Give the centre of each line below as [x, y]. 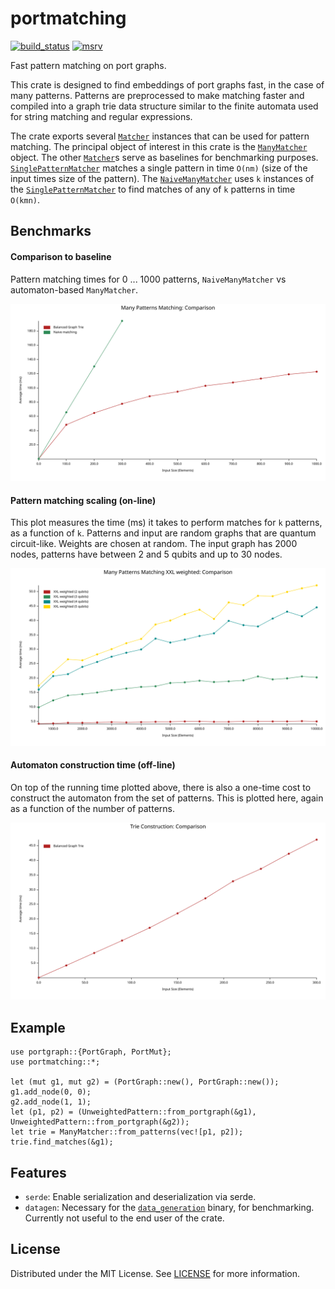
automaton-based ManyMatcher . [74, 289]
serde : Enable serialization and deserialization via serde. [140, 1197]
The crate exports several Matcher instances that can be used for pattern [160, 136]
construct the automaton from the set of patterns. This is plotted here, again [167, 798]
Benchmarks [51, 231]
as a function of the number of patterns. [92, 808]
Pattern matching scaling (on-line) [83, 500]
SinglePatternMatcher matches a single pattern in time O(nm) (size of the [159, 168]
